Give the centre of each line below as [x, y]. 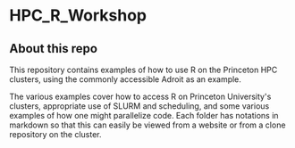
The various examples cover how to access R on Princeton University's [140, 96]
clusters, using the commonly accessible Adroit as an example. [125, 79]
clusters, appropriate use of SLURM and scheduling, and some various [139, 106]
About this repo [54, 49]
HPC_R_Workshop [78, 16]
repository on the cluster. [55, 134]
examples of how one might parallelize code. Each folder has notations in [144, 115]
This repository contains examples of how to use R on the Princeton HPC [143, 70]
